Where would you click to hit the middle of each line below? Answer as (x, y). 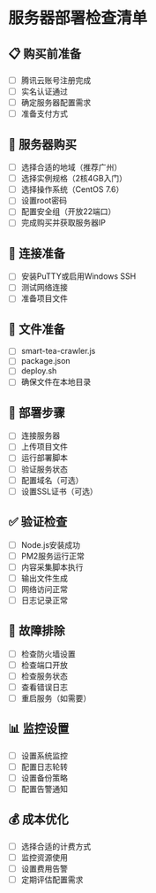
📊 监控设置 (39, 729)
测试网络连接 (44, 288)
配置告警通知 (44, 789)
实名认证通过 (44, 92)
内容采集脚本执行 (52, 566)
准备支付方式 (44, 114)
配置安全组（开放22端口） (68, 212)
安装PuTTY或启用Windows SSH (78, 276)
